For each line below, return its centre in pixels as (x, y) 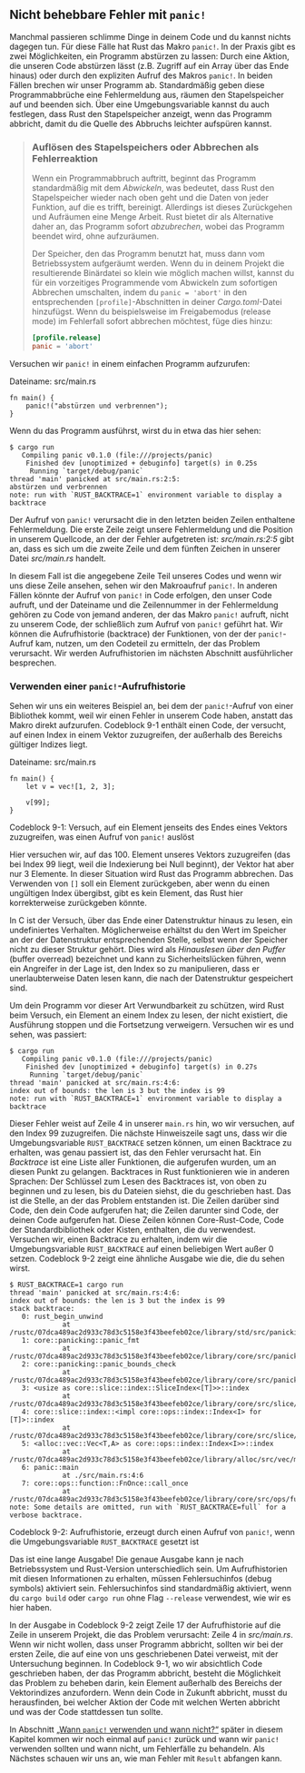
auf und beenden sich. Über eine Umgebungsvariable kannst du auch (139, 104)
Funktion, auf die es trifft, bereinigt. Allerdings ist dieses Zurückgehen (162, 207)
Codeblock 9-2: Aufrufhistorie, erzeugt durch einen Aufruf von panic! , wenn (152, 1532)
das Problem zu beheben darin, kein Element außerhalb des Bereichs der (146, 1683)
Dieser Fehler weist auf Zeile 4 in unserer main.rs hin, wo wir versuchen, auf (152, 1124)
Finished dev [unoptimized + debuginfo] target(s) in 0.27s (142, 1067)
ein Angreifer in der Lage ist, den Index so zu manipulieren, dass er (135, 969)
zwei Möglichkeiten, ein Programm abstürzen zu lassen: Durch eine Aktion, (150, 56)
